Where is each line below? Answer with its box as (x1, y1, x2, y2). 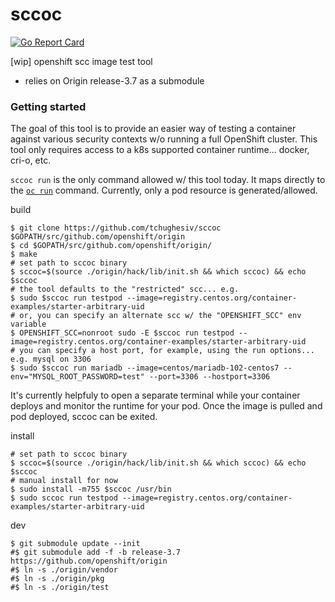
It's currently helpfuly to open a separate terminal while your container (10, 389, 301, 402)
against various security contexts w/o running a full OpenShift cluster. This (10, 133, 318, 145)
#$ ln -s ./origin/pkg (10, 574, 105, 584)
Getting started (10, 99, 87, 113)
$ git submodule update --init (10, 539, 141, 549)
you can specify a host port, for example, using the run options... (19, 346, 315, 356)
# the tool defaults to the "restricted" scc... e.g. (10, 284, 240, 295)
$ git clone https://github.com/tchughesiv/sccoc (10, 223, 222, 233)
